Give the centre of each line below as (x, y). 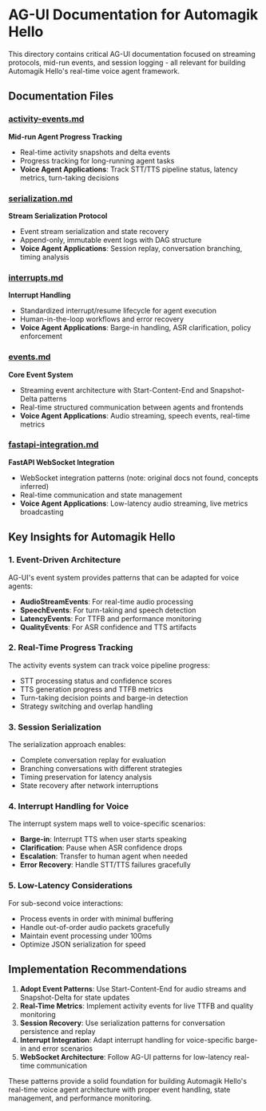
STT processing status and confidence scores (96, 681)
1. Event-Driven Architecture (65, 560)
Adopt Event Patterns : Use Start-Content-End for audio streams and (133, 988)
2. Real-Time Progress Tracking (71, 648)
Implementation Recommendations (98, 970)
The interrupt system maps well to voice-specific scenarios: (107, 824)
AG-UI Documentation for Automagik (133, 15)
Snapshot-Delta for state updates (75, 997)
